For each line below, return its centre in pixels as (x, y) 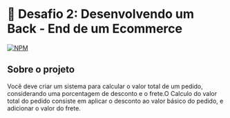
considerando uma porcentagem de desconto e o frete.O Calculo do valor (112, 93)
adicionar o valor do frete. (44, 108)
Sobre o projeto (41, 69)
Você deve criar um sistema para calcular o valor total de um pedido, (105, 86)
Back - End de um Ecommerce (95, 29)
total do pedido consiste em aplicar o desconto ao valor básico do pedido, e (115, 101)
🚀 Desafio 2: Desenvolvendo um (101, 14)
